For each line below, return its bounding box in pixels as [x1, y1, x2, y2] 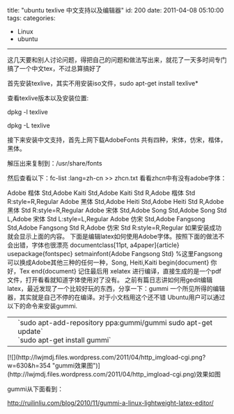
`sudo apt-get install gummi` [17, 335, 111, 344]
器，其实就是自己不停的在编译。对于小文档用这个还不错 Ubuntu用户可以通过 [7, 293, 226, 301]
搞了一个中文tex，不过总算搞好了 [7, 65, 102, 72]
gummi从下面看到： [7, 385, 64, 393]
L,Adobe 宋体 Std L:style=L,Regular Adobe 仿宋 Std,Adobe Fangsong [7, 215, 205, 223]
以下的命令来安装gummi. [7, 302, 78, 310]
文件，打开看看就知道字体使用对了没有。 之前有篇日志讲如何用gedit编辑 [7, 276, 213, 284]
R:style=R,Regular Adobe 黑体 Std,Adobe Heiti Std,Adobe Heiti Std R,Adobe [7, 198, 224, 205]
